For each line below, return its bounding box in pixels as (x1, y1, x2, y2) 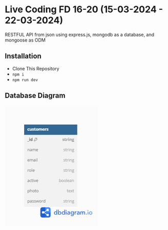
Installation (5, 52, 42, 61)
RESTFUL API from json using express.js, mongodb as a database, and (5, 31, 155, 37)
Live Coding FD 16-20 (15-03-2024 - (5, 4, 163, 15)
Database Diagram (5, 91, 66, 100)
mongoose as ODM (5, 37, 46, 43)
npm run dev (12, 77, 38, 83)
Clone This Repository (12, 65, 60, 71)
